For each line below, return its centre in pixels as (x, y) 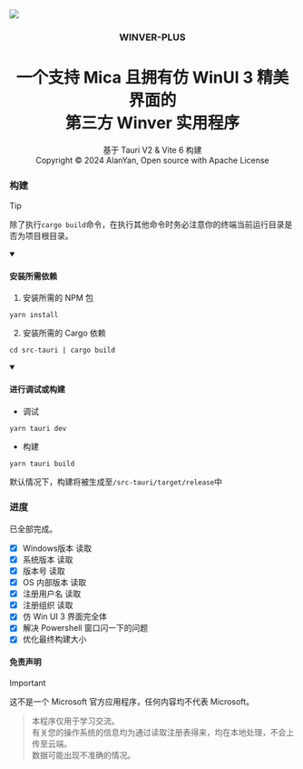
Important (28, 683)
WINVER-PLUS (152, 37)
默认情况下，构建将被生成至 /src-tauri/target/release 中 (116, 482)
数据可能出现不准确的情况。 (83, 754)
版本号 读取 (44, 571)
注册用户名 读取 (52, 594)
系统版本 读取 (48, 559)
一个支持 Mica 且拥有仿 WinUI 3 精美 (152, 78)
